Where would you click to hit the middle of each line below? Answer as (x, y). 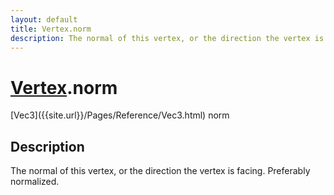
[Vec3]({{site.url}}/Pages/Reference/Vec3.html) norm (120, 115)
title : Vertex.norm (51, 29)
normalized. (35, 182)
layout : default (44, 19)
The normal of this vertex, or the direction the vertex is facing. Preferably (160, 171)
